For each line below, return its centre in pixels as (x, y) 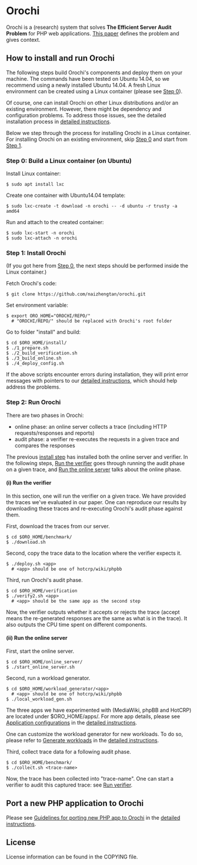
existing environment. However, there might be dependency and (84, 109)
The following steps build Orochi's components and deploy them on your (94, 73)
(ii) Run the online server (37, 638)
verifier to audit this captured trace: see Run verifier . (69, 785)
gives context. (23, 40)
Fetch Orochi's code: (31, 284)
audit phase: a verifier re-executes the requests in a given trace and (97, 439)
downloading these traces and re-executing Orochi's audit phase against (94, 508)
